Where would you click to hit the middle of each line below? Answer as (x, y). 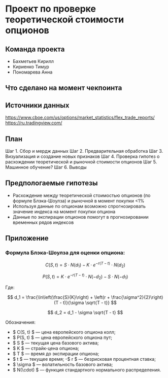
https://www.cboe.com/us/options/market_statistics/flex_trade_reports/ (80, 118)
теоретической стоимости (65, 20)
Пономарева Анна (32, 72)
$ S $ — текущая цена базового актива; (56, 343)
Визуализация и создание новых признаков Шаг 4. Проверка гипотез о (82, 157)
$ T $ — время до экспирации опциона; (56, 354)
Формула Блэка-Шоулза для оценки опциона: (65, 253)
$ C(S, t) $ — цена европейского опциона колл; (64, 332)
